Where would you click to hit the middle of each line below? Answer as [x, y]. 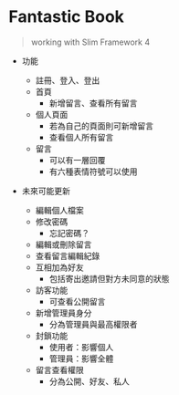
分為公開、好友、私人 [89, 381]
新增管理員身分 [63, 313]
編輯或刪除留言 [63, 244]
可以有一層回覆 [77, 160]
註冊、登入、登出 [68, 80]
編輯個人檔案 [59, 210]
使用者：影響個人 [81, 347]
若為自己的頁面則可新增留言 [101, 126]
